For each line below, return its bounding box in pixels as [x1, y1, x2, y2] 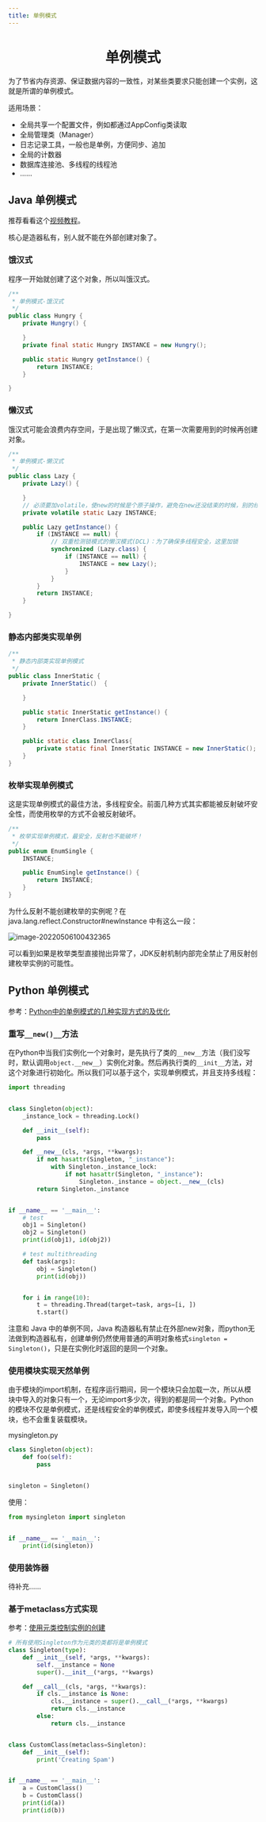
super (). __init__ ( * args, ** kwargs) [36, 1668, 154, 1676]
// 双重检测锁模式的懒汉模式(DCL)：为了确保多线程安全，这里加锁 [50, 537, 239, 546]
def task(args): [22, 1258, 77, 1265]
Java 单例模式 [8, 193, 77, 206]
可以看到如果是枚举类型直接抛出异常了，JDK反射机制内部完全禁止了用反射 [8, 948, 251, 957]
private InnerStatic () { [22, 680, 108, 688]
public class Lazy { [8, 472, 77, 480]
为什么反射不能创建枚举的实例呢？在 [8, 906, 127, 915]
